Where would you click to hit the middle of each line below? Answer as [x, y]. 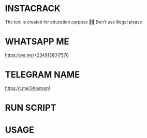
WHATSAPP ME [37, 42]
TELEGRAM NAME [42, 75]
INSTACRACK [33, 9]
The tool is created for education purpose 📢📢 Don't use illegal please [74, 22]
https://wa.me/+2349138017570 [37, 55]
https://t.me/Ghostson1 [28, 88]
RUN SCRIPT [31, 108]
